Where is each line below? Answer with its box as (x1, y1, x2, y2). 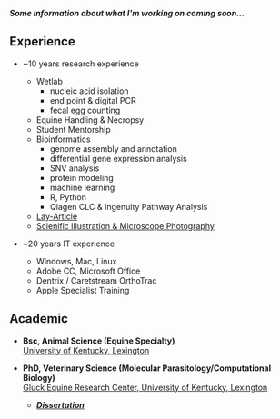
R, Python (49, 191, 86, 203)
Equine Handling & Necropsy (35, 114, 145, 125)
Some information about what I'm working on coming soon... (9, 8, 245, 18)
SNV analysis (49, 163, 100, 174)
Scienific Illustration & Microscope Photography (35, 220, 215, 231)
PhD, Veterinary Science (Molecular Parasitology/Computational (22, 363, 271, 374)
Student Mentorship (35, 124, 111, 135)
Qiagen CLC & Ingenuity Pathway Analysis (49, 201, 208, 212)
